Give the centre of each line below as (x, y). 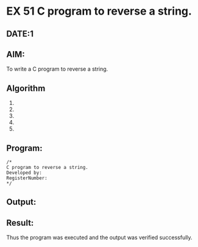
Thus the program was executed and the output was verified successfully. (100, 238)
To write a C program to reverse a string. (57, 69)
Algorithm (26, 88)
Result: (20, 223)
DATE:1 (20, 34)
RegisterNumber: (27, 178)
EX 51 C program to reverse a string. (99, 11)
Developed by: (24, 173)
